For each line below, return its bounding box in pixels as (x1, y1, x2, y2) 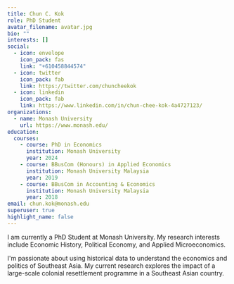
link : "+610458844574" (20, 63, 86, 70)
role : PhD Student (7, 17, 61, 24)
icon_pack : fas (20, 56, 65, 63)
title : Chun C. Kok (7, 10, 65, 18)
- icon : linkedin (13, 89, 65, 96)
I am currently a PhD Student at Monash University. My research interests (7, 233, 220, 241)
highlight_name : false (7, 214, 74, 221)
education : (7, 128, 39, 135)
